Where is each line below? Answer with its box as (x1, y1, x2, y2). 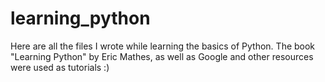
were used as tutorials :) (10, 61, 110, 73)
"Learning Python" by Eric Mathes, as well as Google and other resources (10, 50, 314, 62)
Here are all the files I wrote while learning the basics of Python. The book (10, 40, 316, 52)
